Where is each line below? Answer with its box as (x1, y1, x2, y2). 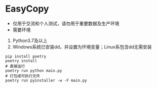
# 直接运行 (5, 64, 25, 69)
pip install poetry (5, 54, 47, 59)
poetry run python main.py (5, 68, 62, 73)
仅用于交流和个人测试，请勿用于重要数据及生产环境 (12, 20, 120, 26)
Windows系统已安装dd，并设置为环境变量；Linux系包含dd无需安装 (12, 43, 152, 50)
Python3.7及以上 (12, 37, 48, 43)
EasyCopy (5, 3, 49, 15)
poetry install (5, 58, 37, 63)
